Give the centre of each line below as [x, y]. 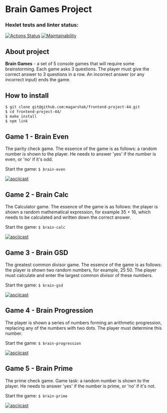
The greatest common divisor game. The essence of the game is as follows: [83, 265]
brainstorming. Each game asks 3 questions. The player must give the [77, 69]
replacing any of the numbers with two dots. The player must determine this [83, 328]
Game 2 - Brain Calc [37, 194]
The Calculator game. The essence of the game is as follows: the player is [81, 207]
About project [27, 51]
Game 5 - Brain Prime [39, 369]
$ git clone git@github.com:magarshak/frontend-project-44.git [73, 107]
